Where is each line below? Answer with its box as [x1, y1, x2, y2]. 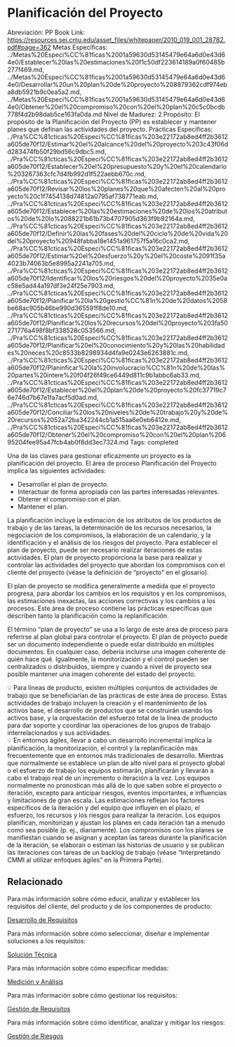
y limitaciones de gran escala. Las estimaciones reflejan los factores [7, 796, 205, 804]
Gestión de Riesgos [7, 1032, 64, 1040]
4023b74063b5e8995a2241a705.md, [7, 259, 116, 267]
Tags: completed [129, 438, 179, 446]
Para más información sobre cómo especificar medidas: [7, 964, 169, 972]
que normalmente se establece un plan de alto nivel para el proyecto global [7, 759, 225, 767]
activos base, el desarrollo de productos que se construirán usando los [7, 706, 213, 715]
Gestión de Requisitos [7, 1004, 71, 1013]
